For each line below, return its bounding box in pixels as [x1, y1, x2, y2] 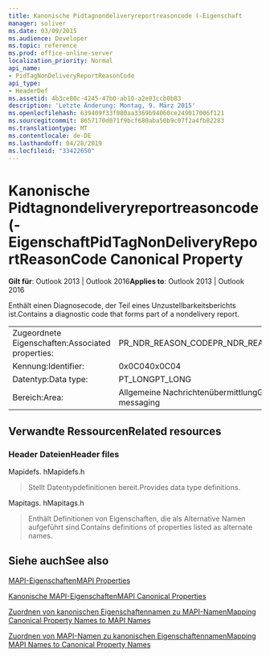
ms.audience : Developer [8, 34, 88, 43]
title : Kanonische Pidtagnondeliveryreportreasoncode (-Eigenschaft [8, 11, 243, 20]
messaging [118, 397, 161, 408]
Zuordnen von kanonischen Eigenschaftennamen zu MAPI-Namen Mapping [8, 606, 256, 617]
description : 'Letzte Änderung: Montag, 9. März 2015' [8, 102, 196, 110]
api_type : [8, 79, 42, 87]
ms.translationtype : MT [8, 124, 88, 132]
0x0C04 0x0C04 [118, 360, 182, 372]
